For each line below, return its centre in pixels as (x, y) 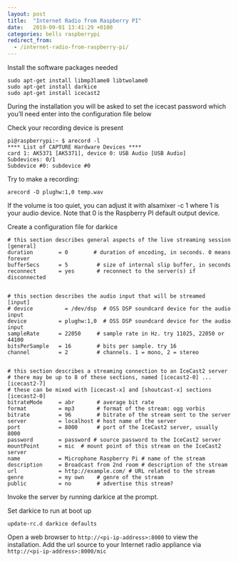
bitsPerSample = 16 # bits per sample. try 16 (92, 346)
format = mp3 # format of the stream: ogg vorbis (106, 408)
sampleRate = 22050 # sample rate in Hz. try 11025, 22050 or (116, 333)
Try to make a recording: (43, 179)
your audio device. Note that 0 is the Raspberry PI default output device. (114, 213)
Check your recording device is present (65, 128)
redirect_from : (30, 41)
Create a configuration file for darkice (63, 227)
